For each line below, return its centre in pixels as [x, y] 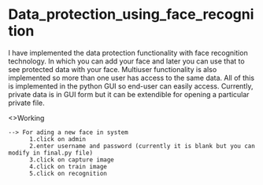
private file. [26, 103]
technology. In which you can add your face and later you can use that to [127, 61]
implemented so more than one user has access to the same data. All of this [131, 78]
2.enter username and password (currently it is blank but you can [142, 146]
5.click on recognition [68, 173]
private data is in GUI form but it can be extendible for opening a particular [129, 94]
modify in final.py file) [50, 153]
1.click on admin [57, 139]
